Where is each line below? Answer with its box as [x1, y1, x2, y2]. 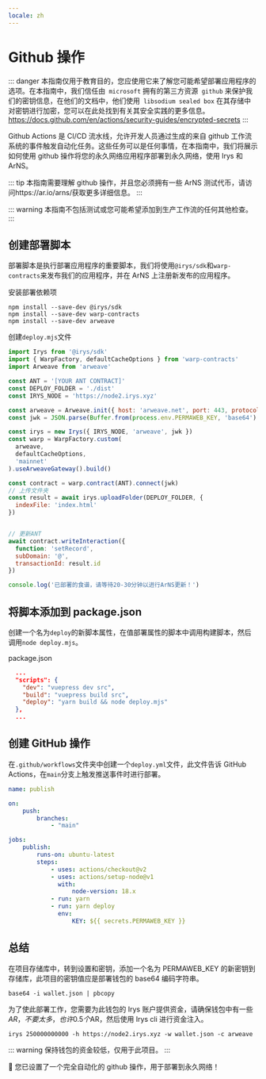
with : [58, 880, 77, 889]
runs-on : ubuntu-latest [36, 851, 115, 858]
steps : [36, 858, 59, 866]
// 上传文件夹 [8, 486, 49, 494]
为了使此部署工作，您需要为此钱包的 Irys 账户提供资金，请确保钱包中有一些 [8, 1004, 253, 1014]
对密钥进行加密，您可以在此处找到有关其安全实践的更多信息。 [8, 106, 210, 115]
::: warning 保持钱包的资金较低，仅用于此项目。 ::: [8, 1045, 171, 1054]
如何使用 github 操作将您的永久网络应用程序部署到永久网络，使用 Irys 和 [8, 151, 243, 160]
